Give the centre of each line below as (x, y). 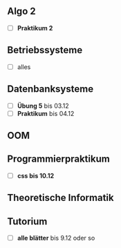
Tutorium (27, 221)
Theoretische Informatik (60, 198)
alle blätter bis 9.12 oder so (56, 238)
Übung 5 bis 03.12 (43, 106)
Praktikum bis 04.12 (46, 113)
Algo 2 (21, 11)
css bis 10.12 (36, 175)
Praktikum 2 (35, 28)
